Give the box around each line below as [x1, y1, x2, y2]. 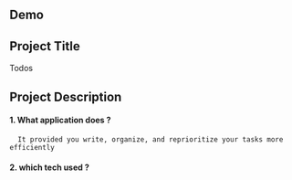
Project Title [9, 38, 80, 54]
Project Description [9, 89, 122, 104]
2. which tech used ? [9, 162, 89, 173]
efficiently [9, 143, 55, 152]
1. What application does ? [9, 114, 111, 126]
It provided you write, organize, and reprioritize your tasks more [17, 134, 284, 144]
